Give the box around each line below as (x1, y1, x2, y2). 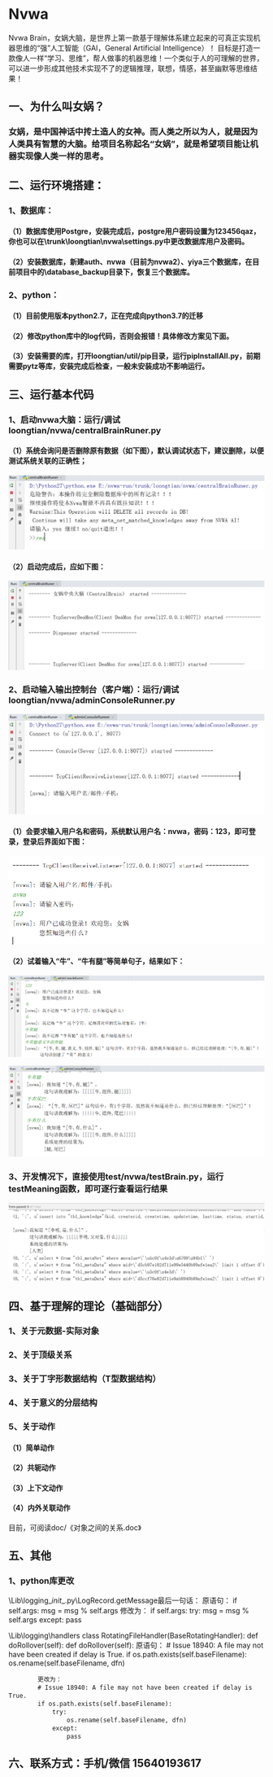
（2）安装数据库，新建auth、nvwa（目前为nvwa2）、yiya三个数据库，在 (8, 257, 253, 266)
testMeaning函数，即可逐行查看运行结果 (8, 1182, 168, 1194)
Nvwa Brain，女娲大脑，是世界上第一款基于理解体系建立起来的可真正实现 (8, 33, 253, 42)
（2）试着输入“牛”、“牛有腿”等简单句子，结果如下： (8, 956, 185, 966)
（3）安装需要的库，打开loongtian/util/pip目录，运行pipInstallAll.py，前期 (8, 351, 261, 361)
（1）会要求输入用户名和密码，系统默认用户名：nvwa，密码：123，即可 (8, 826, 249, 836)
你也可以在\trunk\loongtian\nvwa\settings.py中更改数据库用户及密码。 (8, 237, 249, 247)
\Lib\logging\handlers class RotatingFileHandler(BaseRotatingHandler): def (8, 1630, 258, 1640)
